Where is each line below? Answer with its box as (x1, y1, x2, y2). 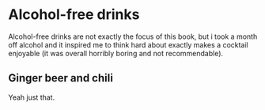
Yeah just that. (8, 93, 55, 102)
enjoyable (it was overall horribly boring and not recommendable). (8, 48, 224, 58)
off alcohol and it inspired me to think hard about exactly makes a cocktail (8, 40, 249, 49)
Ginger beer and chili (8, 71, 113, 85)
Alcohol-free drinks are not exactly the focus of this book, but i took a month (8, 32, 258, 41)
